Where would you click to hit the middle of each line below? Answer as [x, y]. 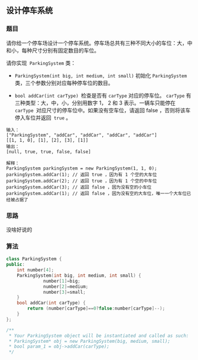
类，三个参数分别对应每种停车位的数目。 [64, 83]
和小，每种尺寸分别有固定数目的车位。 [53, 50]
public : [16, 265]
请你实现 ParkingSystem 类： [41, 63]
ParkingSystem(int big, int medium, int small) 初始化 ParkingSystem [101, 75]
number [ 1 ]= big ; [62, 281]
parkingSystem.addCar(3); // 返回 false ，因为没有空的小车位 [79, 187]
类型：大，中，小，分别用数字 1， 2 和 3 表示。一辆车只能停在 [100, 103]
